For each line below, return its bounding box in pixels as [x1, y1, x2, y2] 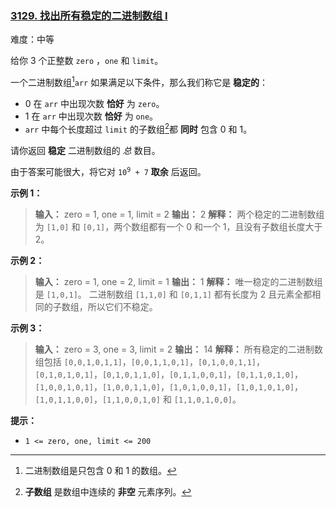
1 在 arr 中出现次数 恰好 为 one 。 [24, 110, 159, 122]
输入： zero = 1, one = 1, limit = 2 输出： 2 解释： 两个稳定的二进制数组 [34, 208, 325, 220]
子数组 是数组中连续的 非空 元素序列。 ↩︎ [24, 485, 192, 497]
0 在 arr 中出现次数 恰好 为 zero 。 [24, 97, 165, 109]
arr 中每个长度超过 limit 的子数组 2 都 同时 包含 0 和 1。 [24, 121, 253, 135]
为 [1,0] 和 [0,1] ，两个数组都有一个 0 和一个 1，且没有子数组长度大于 [34, 220, 323, 232]
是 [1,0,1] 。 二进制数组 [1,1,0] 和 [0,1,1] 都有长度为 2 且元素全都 [34, 288, 313, 300]
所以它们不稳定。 [87, 300, 158, 312]
